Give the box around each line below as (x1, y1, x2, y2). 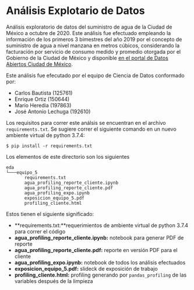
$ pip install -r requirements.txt (6, 143, 93, 149)
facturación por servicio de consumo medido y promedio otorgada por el (6, 48, 181, 55)
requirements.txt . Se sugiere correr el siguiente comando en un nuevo (6, 125, 177, 132)
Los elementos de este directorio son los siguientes (6, 153, 130, 160)
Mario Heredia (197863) (14, 102, 72, 109)
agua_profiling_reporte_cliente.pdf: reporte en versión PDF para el (14, 246, 178, 253)
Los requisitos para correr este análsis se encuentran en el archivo (6, 119, 166, 126)
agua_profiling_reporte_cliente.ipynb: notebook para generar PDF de (14, 234, 184, 241)
